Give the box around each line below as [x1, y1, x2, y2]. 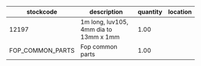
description [89, 8, 123, 16]
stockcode [26, 8, 58, 16]
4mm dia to [80, 25, 112, 34]
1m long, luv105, [80, 18, 129, 26]
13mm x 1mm [80, 33, 120, 41]
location [168, 8, 192, 16]
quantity [137, 8, 163, 16]
